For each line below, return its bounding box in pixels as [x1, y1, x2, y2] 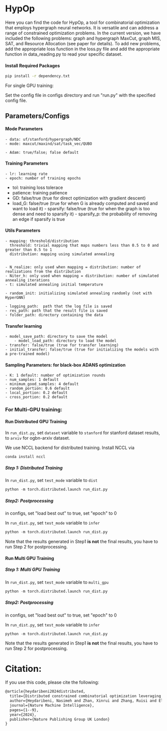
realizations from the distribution [5, 269, 81, 274]
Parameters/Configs [5, 112, 70, 120]
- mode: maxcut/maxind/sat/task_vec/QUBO [5, 141, 92, 146]
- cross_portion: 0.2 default [5, 395, 68, 400]
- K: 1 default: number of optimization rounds [5, 373, 106, 378]
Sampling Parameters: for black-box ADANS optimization [5, 362, 126, 368]
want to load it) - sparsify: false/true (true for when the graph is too [12, 205, 150, 211]
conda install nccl [5, 454, 46, 459]
